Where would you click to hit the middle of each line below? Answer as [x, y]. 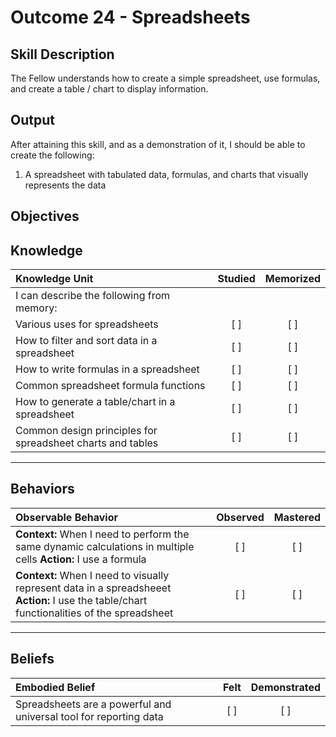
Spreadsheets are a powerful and [93, 704]
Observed [240, 517]
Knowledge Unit [54, 279]
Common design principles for [86, 431]
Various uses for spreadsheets [87, 324]
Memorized [292, 279]
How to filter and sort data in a [86, 341]
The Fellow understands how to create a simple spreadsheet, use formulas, [165, 78]
